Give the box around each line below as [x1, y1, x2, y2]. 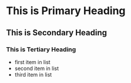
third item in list [14, 71, 52, 78]
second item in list [14, 65, 59, 72]
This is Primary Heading [6, 4, 126, 18]
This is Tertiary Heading [6, 45, 76, 54]
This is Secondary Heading [6, 28, 108, 38]
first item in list [14, 58, 51, 65]
